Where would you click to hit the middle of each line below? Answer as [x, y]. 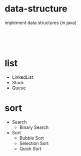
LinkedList [22, 77]
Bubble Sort [32, 138]
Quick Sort [30, 148]
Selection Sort [34, 143]
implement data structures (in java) [41, 23]
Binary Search [34, 127]
